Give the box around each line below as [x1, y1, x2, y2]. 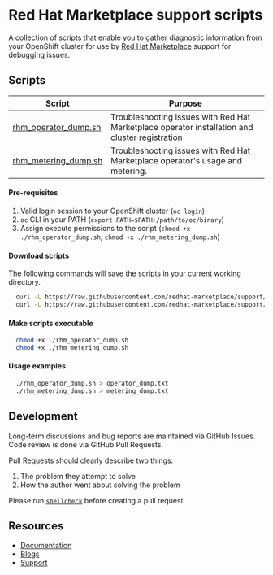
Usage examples [8, 361, 67, 371]
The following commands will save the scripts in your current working [8, 268, 241, 278]
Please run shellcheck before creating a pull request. [8, 495, 185, 505]
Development [8, 409, 79, 424]
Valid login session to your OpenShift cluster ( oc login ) [19, 206, 206, 216]
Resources [8, 519, 64, 534]
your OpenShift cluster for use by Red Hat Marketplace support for [8, 41, 232, 50]
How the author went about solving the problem [19, 480, 180, 490]
